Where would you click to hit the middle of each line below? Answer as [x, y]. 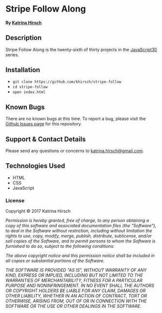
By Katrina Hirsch [24, 22]
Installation [23, 70]
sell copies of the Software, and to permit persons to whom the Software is [81, 241]
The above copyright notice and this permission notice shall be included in [80, 256]
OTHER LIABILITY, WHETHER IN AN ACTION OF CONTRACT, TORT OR [76, 296]
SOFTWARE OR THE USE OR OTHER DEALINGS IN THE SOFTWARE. [73, 306]
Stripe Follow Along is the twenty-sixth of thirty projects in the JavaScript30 [81, 49]
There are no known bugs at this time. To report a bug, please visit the [76, 119]
